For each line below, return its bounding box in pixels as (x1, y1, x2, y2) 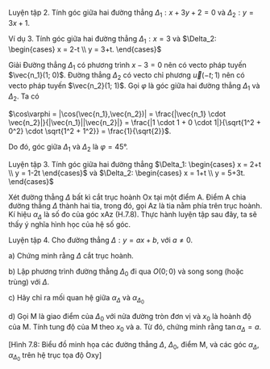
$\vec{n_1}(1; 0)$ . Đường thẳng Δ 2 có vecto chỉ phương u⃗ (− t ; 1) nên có (8, 70, 245, 82)
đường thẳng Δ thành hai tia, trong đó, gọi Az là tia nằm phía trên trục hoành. (8, 200, 263, 210)
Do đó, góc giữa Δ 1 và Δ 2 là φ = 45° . (8, 141, 128, 153)
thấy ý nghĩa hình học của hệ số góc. (8, 220, 131, 229)
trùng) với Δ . (8, 277, 50, 287)
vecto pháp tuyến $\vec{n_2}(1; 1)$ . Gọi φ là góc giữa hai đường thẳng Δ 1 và (8, 81, 260, 92)
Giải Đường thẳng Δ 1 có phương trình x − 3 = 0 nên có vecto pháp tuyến (8, 60, 247, 72)
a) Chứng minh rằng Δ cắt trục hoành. (8, 251, 135, 261)
